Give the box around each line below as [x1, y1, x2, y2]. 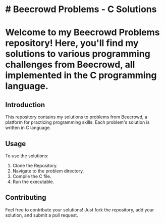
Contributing [5, 193, 46, 202]
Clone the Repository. [12, 163, 58, 168]
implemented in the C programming [5, 70, 157, 81]
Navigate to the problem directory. [12, 168, 84, 174]
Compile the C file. [12, 173, 51, 179]
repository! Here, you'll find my [5, 37, 139, 49]
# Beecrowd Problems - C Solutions [5, 4, 157, 15]
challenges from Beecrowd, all [5, 59, 135, 70]
